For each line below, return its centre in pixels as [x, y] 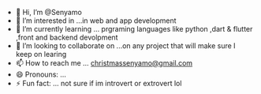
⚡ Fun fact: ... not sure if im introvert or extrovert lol [99, 83]
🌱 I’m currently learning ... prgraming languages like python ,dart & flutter [134, 29]
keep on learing [41, 54]
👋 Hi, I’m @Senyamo [49, 12]
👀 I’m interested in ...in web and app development [96, 21]
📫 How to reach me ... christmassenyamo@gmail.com [104, 63]
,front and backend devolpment [67, 37]
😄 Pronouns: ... [41, 74]
